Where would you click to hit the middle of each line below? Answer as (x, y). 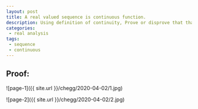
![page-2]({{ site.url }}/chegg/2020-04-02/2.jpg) (65, 99)
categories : (21, 28)
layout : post (22, 11)
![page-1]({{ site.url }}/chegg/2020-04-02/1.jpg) (65, 88)
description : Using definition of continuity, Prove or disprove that (95, 22)
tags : (13, 39)
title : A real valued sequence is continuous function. (76, 17)
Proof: (18, 74)
